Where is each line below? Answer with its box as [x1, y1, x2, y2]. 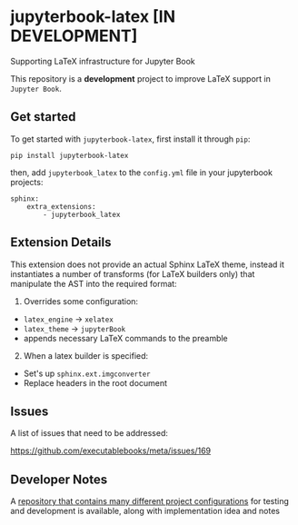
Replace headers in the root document [23, 377, 167, 388]
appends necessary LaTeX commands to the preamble [23, 332, 228, 343]
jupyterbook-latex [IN [10, 6, 176, 27]
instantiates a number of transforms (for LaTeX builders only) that [10, 268, 255, 279]
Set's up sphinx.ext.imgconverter [23, 368, 151, 379]
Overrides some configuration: [23, 295, 139, 306]
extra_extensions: [26, 202, 96, 211]
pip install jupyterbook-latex [10, 151, 129, 160]
